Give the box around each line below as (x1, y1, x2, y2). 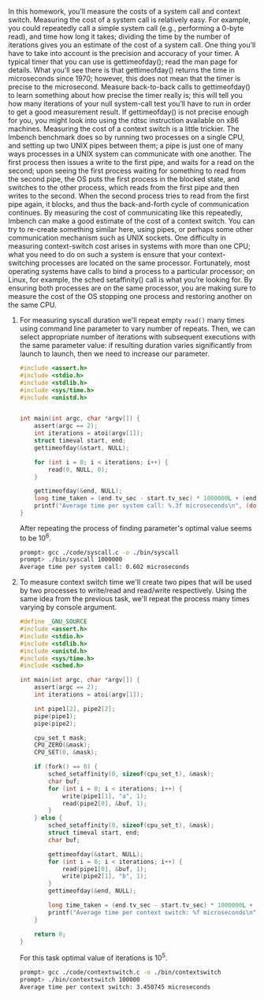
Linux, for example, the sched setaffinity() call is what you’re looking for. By (8, 275, 253, 284)
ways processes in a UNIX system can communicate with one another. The (8, 149, 252, 159)
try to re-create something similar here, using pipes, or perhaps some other (8, 225, 254, 234)
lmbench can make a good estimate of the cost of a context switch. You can (8, 216, 255, 226)
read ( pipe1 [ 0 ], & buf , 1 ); (61, 865, 147, 873)
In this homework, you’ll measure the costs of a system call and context (8, 7, 241, 16)
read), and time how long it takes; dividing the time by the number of (8, 32, 231, 41)
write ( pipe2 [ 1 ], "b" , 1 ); (61, 872, 147, 881)
